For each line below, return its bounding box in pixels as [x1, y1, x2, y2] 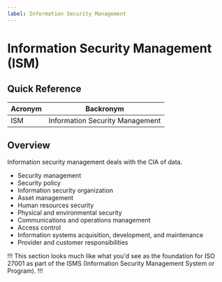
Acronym [10, 104, 42, 113]
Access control [17, 223, 61, 232]
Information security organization [17, 186, 114, 195]
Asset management [17, 194, 74, 202]
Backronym [84, 104, 124, 113]
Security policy [17, 179, 61, 188]
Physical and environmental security [17, 209, 122, 217]
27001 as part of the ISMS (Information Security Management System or [7, 260, 215, 268]
